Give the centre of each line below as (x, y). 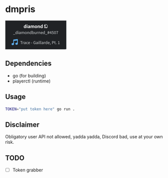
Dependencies (28, 64)
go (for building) (29, 75)
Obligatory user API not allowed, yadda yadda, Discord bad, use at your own (84, 137)
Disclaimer (22, 124)
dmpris (20, 9)
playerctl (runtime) (32, 81)
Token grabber (28, 170)
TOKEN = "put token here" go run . (40, 109)
